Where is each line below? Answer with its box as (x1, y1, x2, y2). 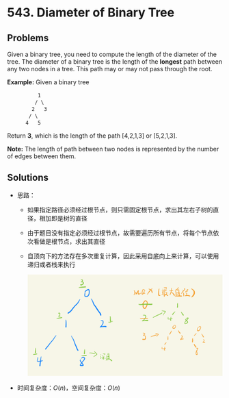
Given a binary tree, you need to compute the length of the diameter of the (7, 50, 217, 58)
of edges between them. (7, 152, 77, 160)
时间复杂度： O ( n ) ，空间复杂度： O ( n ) (16, 384, 121, 392)
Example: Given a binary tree (7, 78, 90, 86)
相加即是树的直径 (39, 214, 87, 222)
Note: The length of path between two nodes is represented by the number (7, 145, 219, 153)
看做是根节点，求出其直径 (33, 237, 106, 245)
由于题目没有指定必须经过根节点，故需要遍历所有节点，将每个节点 (27, 228, 213, 237)
